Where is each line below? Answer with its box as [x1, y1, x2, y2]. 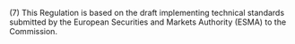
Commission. [9, 26, 58, 36]
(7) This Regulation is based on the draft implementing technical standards [9, 8, 285, 18]
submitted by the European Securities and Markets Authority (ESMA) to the [9, 17, 287, 27]
